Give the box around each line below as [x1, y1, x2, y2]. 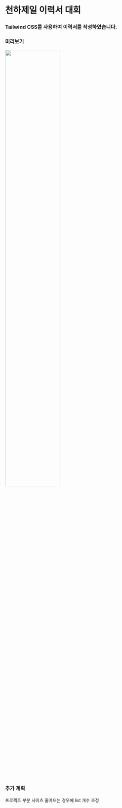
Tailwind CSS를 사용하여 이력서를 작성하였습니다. [5, 23, 118, 30]
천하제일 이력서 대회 [5, 4, 81, 16]
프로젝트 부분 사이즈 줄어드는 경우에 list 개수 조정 [5, 797, 99, 803]
